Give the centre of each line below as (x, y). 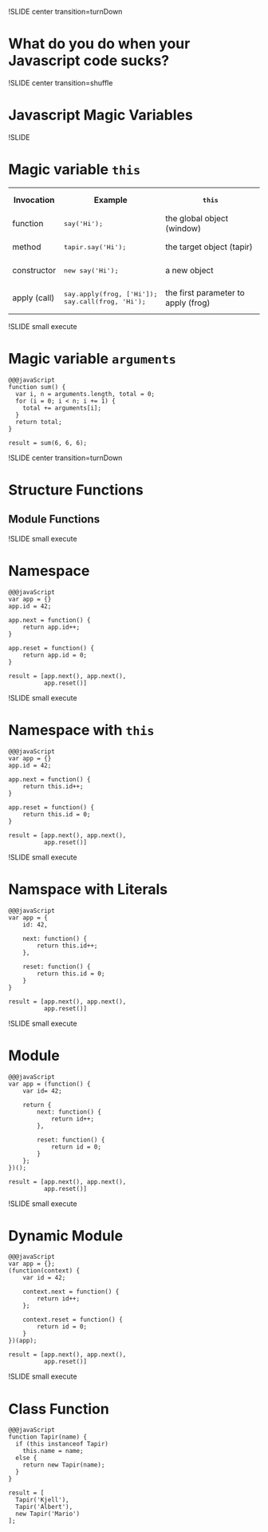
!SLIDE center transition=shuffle (61, 82)
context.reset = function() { (73, 1320)
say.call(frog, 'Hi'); (104, 302)
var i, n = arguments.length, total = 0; (85, 394)
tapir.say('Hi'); (95, 247)
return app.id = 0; (55, 655)
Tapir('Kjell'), (42, 1500)
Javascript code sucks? (89, 61)
